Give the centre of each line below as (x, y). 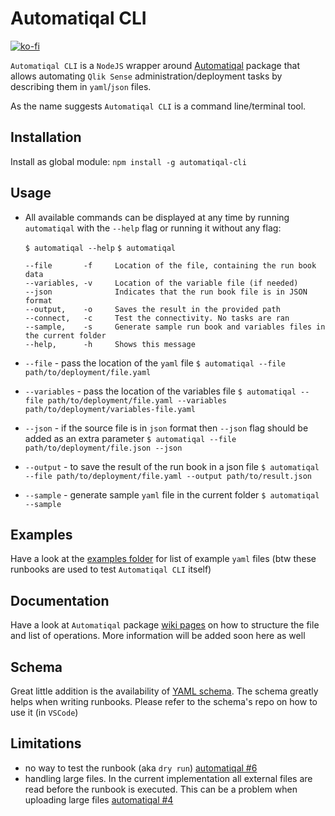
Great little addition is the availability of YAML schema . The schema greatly (164, 691)
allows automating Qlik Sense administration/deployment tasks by (146, 76)
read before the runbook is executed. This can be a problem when (161, 789)
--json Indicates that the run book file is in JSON (166, 292)
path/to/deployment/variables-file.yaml (110, 409)
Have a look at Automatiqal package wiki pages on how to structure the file (165, 625)
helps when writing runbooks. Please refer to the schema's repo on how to (164, 701)
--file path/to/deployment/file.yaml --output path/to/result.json (168, 476)
